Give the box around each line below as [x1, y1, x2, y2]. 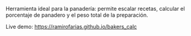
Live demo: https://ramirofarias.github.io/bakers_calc [5, 23, 137, 30]
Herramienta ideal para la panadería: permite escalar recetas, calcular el [5, 5, 185, 12]
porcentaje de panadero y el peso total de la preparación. [5, 11, 148, 19]
